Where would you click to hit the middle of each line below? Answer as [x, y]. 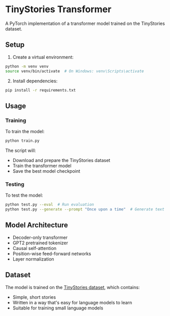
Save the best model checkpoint [46, 171]
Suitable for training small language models [58, 308]
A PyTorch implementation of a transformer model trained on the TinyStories [85, 23]
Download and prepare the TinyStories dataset [61, 160]
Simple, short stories [34, 297]
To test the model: [24, 195]
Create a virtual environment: [43, 57]
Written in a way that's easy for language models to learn [72, 302]
